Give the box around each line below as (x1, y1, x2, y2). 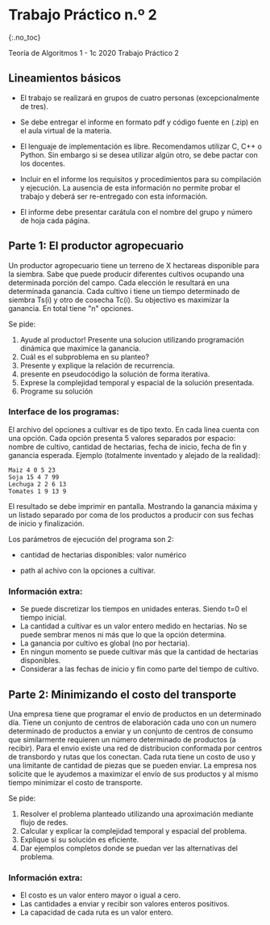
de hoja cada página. (19, 216, 90, 225)
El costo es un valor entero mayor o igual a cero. (19, 890, 181, 900)
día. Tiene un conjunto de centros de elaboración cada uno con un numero (8, 717, 256, 727)
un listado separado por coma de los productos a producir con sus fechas (8, 510, 254, 519)
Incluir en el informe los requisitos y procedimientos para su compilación (19, 174, 262, 183)
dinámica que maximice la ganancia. (19, 343, 141, 353)
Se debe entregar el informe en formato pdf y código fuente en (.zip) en (19, 117, 260, 127)
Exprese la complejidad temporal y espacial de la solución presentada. (19, 377, 255, 387)
